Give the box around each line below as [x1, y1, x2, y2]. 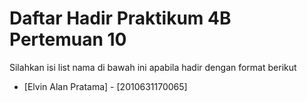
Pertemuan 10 [9, 28, 127, 51]
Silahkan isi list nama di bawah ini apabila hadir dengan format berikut [9, 61, 297, 73]
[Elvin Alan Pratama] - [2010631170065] [23, 80, 188, 92]
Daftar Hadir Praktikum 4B [9, 7, 232, 30]
